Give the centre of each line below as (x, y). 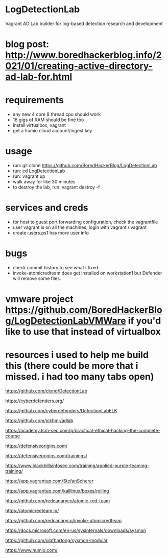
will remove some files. (37, 278)
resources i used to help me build (77, 355)
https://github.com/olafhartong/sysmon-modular (57, 540)
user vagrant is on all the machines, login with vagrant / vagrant (80, 227)
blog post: (27, 44)
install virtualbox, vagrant (39, 125)
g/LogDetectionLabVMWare (66, 321)
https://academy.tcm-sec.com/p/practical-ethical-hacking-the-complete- (83, 431)
